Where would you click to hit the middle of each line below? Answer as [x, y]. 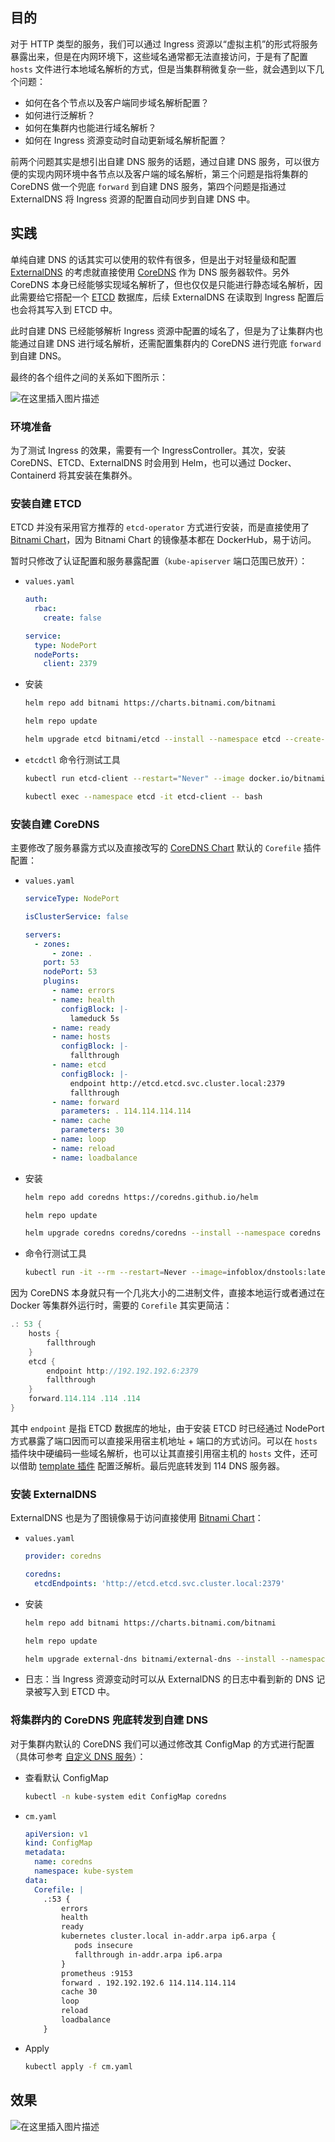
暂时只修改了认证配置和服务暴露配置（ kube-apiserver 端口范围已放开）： [159, 561]
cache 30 [79, 1992]
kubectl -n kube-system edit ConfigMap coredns [125, 1796]
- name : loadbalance [94, 1158]
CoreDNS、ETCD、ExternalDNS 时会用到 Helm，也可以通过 [133, 462]
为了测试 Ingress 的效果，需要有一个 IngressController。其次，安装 [148, 450]
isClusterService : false [76, 916]
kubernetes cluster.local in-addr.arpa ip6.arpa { [169, 1936]
